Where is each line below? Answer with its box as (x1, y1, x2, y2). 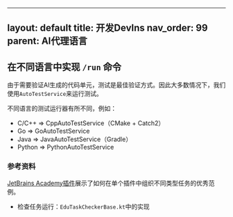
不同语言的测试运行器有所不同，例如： (7, 104, 116, 113)
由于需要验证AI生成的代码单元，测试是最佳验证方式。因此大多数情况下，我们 (7, 81, 226, 89)
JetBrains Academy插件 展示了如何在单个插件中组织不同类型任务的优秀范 (7, 179, 215, 187)
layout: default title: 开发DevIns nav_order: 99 (7, 22, 208, 34)
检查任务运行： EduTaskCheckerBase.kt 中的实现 (17, 202, 150, 211)
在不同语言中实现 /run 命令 (7, 61, 121, 73)
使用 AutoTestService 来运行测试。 (7, 90, 103, 98)
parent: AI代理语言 (7, 35, 88, 47)
